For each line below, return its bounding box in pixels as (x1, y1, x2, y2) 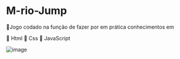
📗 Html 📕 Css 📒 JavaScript (6, 34, 71, 41)
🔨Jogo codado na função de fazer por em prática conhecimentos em (6, 23, 174, 30)
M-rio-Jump (6, 4, 67, 18)
